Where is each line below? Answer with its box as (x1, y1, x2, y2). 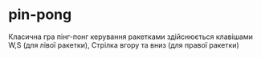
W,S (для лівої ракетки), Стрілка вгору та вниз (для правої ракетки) (8, 40, 239, 49)
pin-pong (8, 6, 72, 24)
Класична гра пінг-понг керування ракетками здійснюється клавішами (8, 32, 253, 41)
